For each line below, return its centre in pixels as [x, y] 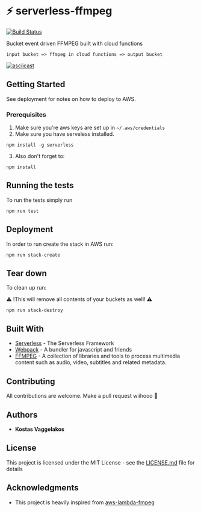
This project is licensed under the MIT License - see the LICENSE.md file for [100, 462]
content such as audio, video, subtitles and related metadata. [91, 362]
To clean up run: [26, 288]
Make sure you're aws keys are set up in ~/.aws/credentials [90, 128]
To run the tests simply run [39, 200]
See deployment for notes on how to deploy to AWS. [71, 99]
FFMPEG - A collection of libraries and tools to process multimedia [97, 356]
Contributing [31, 381]
